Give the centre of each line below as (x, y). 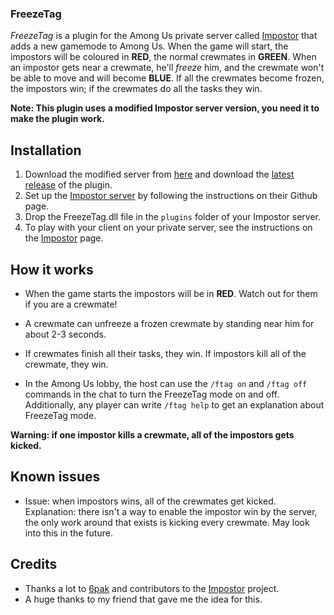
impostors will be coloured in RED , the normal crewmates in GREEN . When (163, 57)
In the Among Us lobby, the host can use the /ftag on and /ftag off (166, 383)
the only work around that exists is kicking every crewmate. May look (167, 522)
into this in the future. (68, 533)
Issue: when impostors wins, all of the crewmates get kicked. (150, 501)
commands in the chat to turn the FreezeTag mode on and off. (152, 394)
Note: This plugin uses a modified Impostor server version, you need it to (165, 108)
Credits (34, 564)
